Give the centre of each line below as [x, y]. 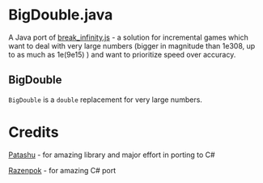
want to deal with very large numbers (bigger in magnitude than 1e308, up [132, 45]
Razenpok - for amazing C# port [62, 170]
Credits [34, 132]
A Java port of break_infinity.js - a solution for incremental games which [128, 37]
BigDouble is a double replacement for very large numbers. [105, 100]
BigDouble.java [61, 15]
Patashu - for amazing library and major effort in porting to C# [112, 155]
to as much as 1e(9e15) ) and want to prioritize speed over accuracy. [122, 54]
